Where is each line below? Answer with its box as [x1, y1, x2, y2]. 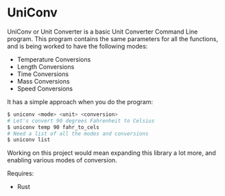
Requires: [7, 169, 34, 177]
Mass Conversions [16, 77, 70, 85]
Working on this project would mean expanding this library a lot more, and [7, 149, 216, 157]
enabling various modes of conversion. [7, 156, 118, 164]
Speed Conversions [16, 84, 73, 93]
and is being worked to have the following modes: [7, 42, 148, 50]
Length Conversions [16, 62, 75, 71]
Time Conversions [16, 70, 69, 78]
